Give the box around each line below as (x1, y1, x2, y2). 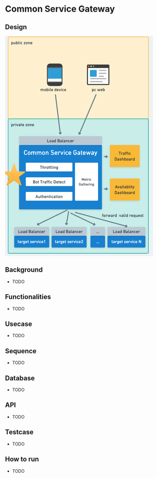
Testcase (5, 428, 34, 437)
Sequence (5, 347, 37, 355)
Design (5, 23, 27, 31)
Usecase (5, 320, 33, 328)
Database (5, 374, 35, 382)
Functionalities (5, 293, 51, 301)
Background (5, 266, 43, 274)
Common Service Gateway (5, 3, 115, 15)
